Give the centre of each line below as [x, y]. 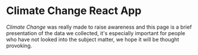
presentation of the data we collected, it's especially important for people [96, 33]
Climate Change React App [74, 11]
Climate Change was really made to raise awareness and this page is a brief [99, 27]
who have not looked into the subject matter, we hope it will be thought [93, 39]
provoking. [19, 46]
